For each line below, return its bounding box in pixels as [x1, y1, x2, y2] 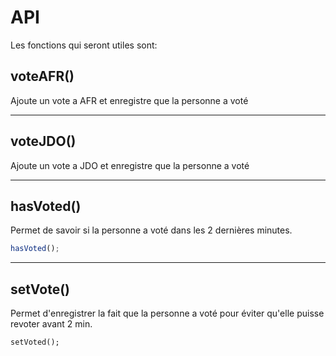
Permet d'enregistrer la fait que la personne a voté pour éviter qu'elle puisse [10, 307, 325, 320]
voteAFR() [10, 68, 75, 85]
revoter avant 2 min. [10, 318, 93, 330]
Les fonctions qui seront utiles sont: [10, 39, 158, 51]
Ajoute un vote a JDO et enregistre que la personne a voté [10, 159, 250, 171]
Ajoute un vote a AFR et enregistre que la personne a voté [10, 94, 249, 106]
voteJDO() [10, 133, 77, 150]
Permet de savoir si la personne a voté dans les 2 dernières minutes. [10, 224, 293, 236]
